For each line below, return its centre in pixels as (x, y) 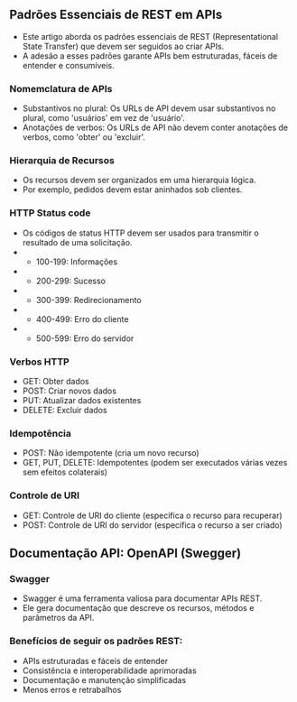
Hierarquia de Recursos (62, 161)
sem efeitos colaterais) (65, 472)
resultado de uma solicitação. (77, 242)
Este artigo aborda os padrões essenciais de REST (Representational (150, 36)
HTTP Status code (50, 213)
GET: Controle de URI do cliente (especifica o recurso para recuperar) (152, 515)
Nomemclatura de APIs (61, 88)
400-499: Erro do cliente (82, 319)
